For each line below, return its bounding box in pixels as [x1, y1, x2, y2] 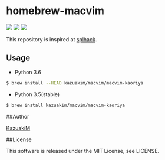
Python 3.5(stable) [14, 90, 60, 98]
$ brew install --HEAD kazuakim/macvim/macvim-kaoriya [6, 80, 144, 86]
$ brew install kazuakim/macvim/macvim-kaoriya [6, 102, 126, 108]
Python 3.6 [14, 68, 41, 76]
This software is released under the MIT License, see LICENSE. [6, 147, 160, 154]
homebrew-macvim [6, 4, 105, 18]
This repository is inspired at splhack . [6, 35, 97, 43]
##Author [6, 113, 29, 120]
